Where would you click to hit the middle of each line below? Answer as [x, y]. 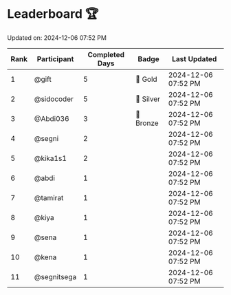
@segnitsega [55, 276]
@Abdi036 [52, 118]
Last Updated [194, 58]
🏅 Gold [146, 79]
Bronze [147, 123]
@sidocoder [54, 99]
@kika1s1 [51, 158]
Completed [106, 54]
